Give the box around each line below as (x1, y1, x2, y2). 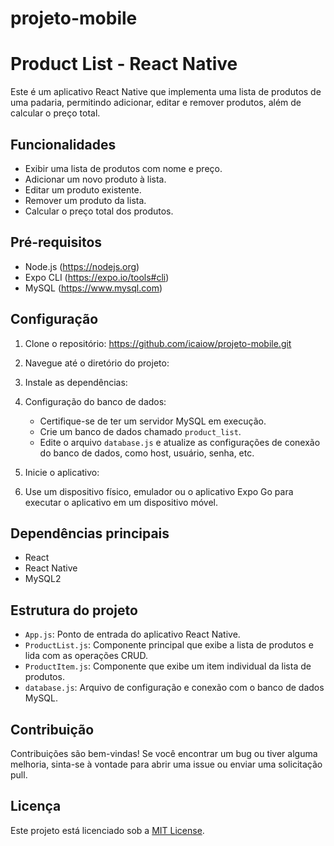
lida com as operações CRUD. (24, 650, 149, 662)
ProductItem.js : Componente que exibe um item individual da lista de (24, 660, 312, 672)
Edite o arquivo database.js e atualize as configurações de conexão (39, 436, 321, 448)
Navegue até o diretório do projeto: (24, 357, 170, 369)
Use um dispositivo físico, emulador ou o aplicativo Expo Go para (24, 485, 294, 497)
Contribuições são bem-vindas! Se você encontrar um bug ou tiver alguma (10, 748, 318, 759)
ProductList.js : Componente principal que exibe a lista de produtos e (24, 639, 314, 651)
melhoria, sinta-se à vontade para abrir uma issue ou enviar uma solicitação (10, 758, 323, 770)
